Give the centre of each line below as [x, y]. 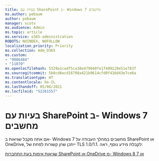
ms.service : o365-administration [39, 37]
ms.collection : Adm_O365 [30, 50]
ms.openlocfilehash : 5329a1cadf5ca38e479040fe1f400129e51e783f [71, 69]
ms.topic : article [24, 32]
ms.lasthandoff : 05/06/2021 [34, 87]
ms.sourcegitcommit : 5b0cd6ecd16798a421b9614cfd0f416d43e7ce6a [71, 73]
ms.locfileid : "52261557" [31, 91]
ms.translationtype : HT [29, 78]
